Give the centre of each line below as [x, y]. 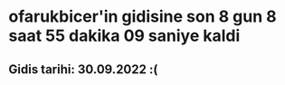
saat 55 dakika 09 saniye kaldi [124, 36]
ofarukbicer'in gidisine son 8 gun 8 [142, 17]
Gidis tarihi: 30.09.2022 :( [83, 69]
